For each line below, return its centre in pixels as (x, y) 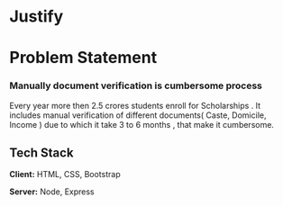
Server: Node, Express (52, 192)
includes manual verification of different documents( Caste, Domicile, (138, 115)
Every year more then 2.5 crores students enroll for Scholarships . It (135, 105)
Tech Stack (41, 153)
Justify (37, 17)
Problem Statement (83, 58)
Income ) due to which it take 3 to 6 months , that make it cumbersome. (142, 124)
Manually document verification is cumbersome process (136, 85)
